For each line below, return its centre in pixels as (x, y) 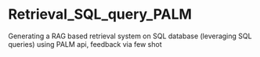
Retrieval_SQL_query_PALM (100, 14)
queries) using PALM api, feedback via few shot (85, 44)
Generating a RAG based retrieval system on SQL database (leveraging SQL (130, 36)
